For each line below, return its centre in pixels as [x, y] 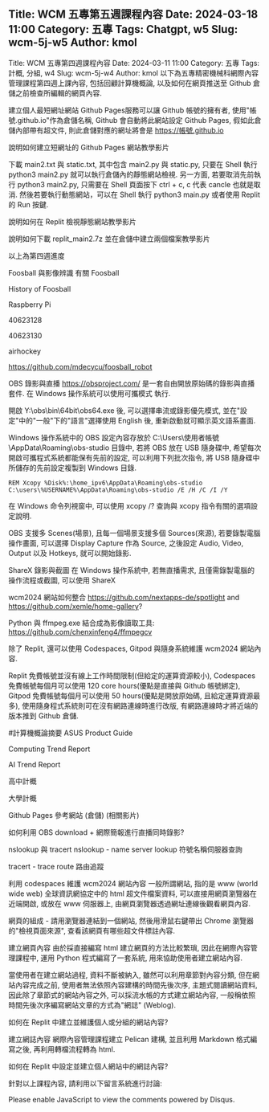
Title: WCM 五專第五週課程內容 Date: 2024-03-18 [133, 14]
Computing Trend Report [49, 749]
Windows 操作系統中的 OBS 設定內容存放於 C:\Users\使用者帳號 [114, 437]
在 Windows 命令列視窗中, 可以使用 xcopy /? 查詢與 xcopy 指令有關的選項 [130, 505]
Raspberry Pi [30, 305]
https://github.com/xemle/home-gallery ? [75, 606]
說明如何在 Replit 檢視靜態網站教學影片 [72, 221]
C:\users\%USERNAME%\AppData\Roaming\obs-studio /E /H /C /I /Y [118, 490]
